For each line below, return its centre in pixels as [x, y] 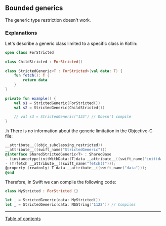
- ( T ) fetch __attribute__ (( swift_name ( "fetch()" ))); [61, 163]
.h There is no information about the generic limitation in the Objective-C [79, 131]
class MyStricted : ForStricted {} [42, 191]
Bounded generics [34, 8]
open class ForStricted [30, 53]
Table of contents [23, 219]
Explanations [21, 33]
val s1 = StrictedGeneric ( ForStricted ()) [57, 103]
